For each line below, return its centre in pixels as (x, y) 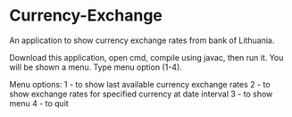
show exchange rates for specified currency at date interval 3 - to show (141, 94)
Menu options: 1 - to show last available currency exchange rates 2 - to (140, 84)
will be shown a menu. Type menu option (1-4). (96, 67)
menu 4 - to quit (39, 103)
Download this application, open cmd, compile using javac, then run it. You (146, 57)
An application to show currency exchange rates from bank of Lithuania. (142, 40)
